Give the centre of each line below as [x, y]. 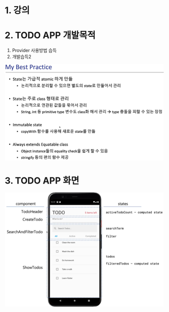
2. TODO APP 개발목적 [50, 35]
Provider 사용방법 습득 [34, 51]
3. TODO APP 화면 [42, 181]
